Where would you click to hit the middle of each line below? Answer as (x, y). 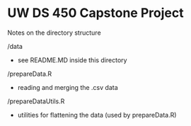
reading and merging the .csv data (68, 87)
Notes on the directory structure (54, 33)
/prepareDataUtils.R (36, 101)
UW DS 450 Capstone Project (95, 13)
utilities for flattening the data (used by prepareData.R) (97, 115)
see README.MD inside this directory (72, 60)
